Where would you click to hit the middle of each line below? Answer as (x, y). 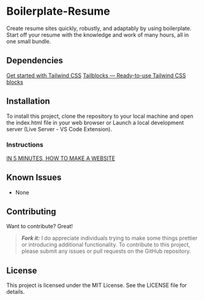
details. (16, 292)
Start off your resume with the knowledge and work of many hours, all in (98, 34)
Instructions (25, 145)
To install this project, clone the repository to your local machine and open (100, 116)
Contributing (31, 212)
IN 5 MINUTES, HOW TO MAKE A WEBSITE (61, 158)
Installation (28, 102)
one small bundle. (29, 41)
